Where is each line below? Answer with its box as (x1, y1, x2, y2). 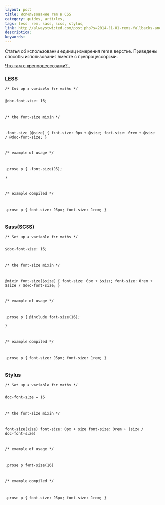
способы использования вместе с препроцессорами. (5, 53, 118, 59)
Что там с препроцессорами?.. (5, 62, 70, 69)
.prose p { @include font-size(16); (5, 315, 80, 320)
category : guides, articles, (5, 16, 65, 21)
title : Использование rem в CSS (5, 12, 71, 17)
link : (5, 26, 16, 30)
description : (5, 30, 32, 35)
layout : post (5, 7, 32, 12)
